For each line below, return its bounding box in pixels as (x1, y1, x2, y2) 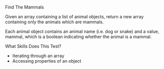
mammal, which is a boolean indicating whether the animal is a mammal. (5, 34, 152, 39)
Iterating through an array (12, 53, 65, 59)
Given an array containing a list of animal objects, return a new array (5, 14, 144, 19)
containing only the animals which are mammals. (5, 19, 104, 25)
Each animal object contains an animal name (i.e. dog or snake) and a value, (5, 29, 159, 34)
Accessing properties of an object (12, 58, 81, 64)
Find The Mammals (5, 4, 44, 10)
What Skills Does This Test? (5, 43, 62, 49)
